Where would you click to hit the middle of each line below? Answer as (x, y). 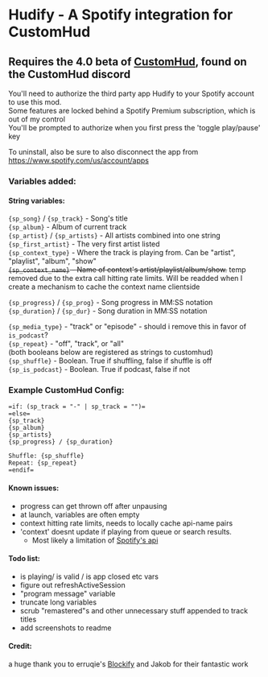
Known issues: (34, 488)
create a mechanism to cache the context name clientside (104, 287)
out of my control (37, 119)
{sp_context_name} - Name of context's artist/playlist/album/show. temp (128, 270)
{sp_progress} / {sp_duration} (61, 442)
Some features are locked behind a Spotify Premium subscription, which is (132, 111)
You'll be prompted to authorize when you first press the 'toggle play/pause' (134, 128)
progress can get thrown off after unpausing (93, 506)
